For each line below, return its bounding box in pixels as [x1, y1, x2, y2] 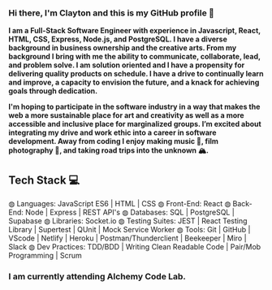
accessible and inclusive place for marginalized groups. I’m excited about [8, 119, 261, 129]
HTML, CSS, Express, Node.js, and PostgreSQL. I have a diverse [8, 34, 227, 44]
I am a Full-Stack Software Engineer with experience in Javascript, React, [8, 26, 261, 36]
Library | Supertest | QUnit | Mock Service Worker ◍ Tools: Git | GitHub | [8, 225, 251, 235]
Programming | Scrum [8, 251, 83, 261]
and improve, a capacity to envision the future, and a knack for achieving [8, 77, 260, 88]
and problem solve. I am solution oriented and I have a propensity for [8, 60, 245, 70]
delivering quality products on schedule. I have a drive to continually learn [8, 69, 264, 79]
